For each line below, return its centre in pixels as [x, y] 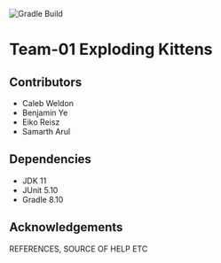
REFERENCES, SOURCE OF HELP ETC [79, 249]
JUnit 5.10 [40, 190]
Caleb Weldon [47, 103]
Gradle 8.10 [43, 199]
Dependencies [50, 159]
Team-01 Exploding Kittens [111, 50]
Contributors [46, 82]
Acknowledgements [66, 227]
